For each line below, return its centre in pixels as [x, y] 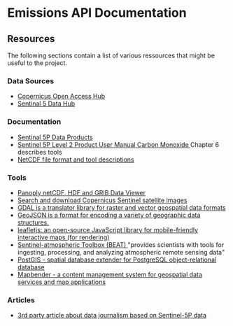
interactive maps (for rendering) [63, 237]
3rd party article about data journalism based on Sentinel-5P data [112, 316]
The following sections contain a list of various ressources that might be [111, 55]
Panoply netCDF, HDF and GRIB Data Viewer [81, 192]
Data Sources [31, 80]
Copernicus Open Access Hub [61, 97]
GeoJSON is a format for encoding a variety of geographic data [109, 215]
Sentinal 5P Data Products [55, 137]
